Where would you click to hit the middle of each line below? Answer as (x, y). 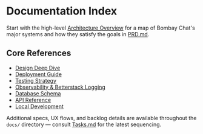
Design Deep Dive (38, 68)
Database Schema (38, 93)
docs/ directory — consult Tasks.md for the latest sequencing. (84, 124)
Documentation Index (62, 11)
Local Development (39, 106)
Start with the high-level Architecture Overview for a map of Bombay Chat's (101, 28)
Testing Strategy (35, 80)
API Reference (33, 100)
